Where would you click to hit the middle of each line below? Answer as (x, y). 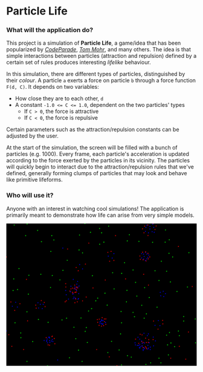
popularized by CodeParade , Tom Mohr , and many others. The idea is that (99, 50)
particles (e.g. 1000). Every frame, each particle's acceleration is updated (98, 154)
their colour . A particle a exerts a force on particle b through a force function (101, 80)
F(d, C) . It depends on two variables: (53, 87)
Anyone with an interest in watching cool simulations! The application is (95, 208)
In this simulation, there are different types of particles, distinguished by (96, 74)
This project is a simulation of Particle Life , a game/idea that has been (94, 43)
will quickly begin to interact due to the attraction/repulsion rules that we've (100, 167)
